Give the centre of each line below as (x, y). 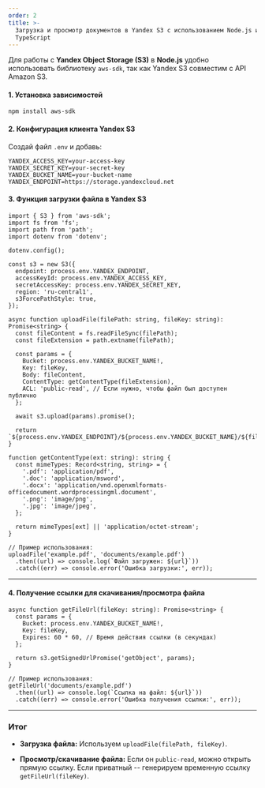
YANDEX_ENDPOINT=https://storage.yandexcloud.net (91, 182)
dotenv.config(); (37, 250)
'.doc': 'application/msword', (74, 478)
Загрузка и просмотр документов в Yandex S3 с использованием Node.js (134, 30)
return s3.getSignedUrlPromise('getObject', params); (105, 659)
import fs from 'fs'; (44, 223)
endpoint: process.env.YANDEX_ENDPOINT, (82, 271)
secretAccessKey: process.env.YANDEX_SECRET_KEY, (98, 285)
